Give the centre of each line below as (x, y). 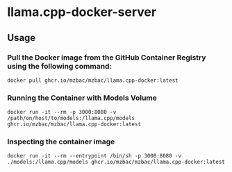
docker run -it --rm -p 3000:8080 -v (62, 112)
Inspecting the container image (61, 141)
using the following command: (60, 66)
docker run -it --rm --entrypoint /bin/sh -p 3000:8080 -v (94, 156)
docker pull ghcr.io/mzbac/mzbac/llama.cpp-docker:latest (93, 80)
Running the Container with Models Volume (82, 98)
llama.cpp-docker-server (82, 12)
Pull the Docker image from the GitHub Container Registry (107, 58)
